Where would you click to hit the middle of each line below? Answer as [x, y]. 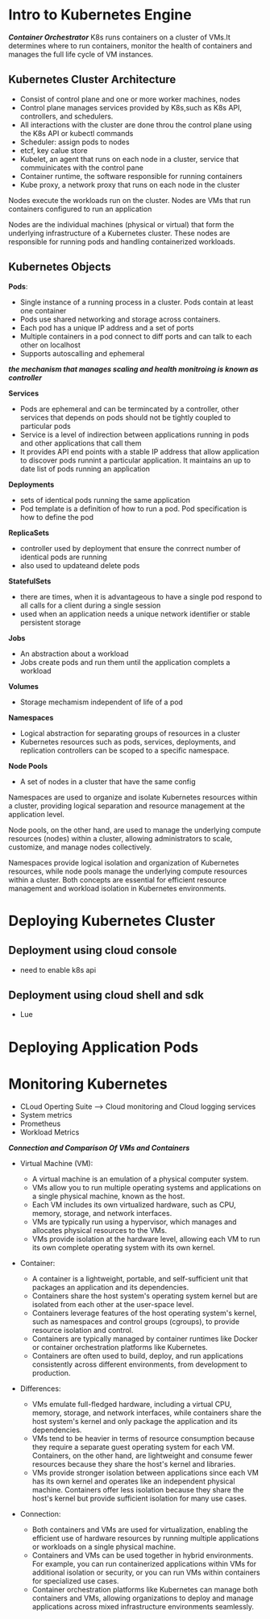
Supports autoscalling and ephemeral [82, 353]
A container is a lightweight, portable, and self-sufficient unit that [140, 1278]
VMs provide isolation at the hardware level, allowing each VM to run [146, 1239]
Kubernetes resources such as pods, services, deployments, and [128, 741]
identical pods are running [63, 557]
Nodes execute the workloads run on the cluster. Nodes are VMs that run [130, 200]
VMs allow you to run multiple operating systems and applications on [147, 1187]
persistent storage [50, 622]
